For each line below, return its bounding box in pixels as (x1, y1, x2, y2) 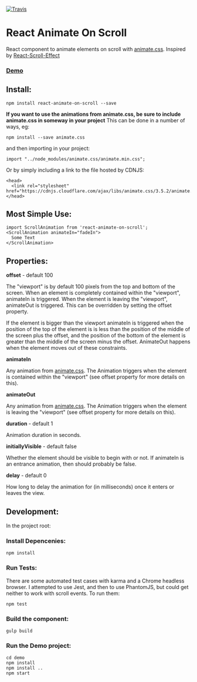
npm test (6, 601, 28, 607)
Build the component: (6, 614, 69, 623)
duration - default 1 (6, 420, 53, 427)
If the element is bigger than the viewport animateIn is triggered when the (6, 319, 184, 326)
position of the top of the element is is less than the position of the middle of (6, 326, 191, 333)
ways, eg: (6, 123, 30, 130)
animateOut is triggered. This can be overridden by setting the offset (6, 302, 172, 309)
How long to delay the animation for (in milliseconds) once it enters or (6, 483, 175, 490)
